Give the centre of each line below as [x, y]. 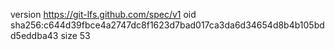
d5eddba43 [34, 35]
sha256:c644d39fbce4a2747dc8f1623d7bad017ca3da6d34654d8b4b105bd [167, 25]
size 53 [75, 35]
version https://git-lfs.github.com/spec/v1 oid [103, 14]
